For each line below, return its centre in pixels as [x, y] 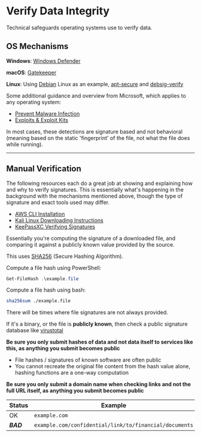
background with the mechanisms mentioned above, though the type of [95, 196]
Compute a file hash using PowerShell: [54, 268]
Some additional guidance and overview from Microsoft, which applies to [96, 95]
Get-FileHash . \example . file [42, 279]
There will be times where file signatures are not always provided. [87, 312]
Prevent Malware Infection [47, 113]
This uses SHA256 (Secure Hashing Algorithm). [65, 256]
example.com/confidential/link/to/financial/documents [114, 425]
